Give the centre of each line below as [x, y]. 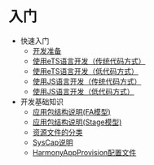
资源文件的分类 [57, 132]
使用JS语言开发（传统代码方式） [87, 81]
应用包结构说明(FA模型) [72, 111]
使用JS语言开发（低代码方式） [83, 91]
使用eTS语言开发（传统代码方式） [89, 61]
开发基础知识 [42, 102]
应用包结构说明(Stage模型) [77, 122]
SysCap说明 [53, 142]
